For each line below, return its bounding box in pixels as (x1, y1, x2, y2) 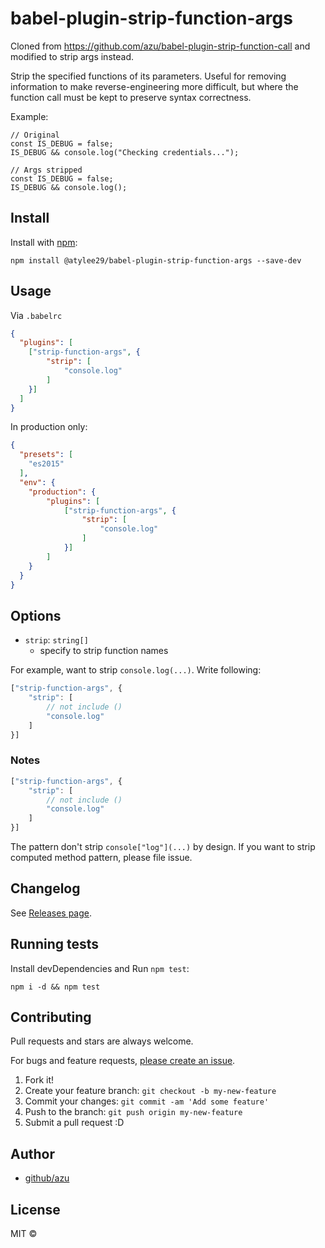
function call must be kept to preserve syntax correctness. (10, 91, 252, 103)
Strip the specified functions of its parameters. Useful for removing (10, 70, 287, 82)
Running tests (10, 936, 100, 953)
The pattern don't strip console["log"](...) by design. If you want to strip (10, 841, 316, 853)
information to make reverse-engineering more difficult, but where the (10, 80, 299, 92)
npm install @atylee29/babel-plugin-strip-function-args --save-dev (10, 255, 302, 266)
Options (10, 607, 62, 624)
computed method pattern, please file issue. (10, 852, 193, 864)
